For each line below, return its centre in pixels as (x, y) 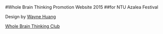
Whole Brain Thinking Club (33, 26)
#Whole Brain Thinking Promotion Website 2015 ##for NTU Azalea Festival (82, 7)
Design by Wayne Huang (31, 17)
